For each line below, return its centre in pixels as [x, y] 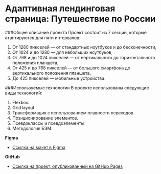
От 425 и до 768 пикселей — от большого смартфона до [71, 68]
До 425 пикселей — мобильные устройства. [59, 78]
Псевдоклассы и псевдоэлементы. [49, 123]
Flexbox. [21, 102]
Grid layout [23, 108]
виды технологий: [24, 93]
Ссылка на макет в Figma [39, 147]
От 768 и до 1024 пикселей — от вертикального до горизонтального [84, 57]
